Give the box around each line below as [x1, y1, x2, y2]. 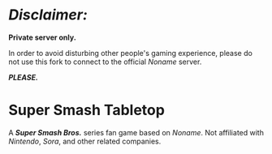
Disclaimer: [8, 6, 88, 24]
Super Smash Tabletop [8, 101, 165, 119]
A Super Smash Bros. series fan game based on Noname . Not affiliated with [8, 127, 264, 137]
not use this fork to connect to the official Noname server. [8, 57, 202, 66]
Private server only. [8, 32, 77, 42]
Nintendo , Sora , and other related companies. [8, 136, 162, 146]
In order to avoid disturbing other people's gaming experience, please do [8, 48, 253, 58]
